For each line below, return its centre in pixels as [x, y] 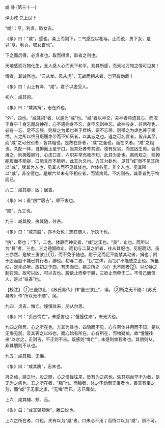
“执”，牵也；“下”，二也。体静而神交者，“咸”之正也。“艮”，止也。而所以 [77, 242]
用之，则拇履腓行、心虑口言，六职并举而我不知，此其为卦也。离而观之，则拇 [82, 155]
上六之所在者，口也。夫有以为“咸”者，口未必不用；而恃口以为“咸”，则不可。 [82, 420]
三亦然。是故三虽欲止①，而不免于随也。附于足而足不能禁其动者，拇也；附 [81, 254]
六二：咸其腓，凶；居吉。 [31, 190]
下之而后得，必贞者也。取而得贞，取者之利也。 [52, 55]
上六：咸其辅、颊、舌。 [29, 399]
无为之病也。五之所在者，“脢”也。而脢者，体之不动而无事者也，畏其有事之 [80, 383]
